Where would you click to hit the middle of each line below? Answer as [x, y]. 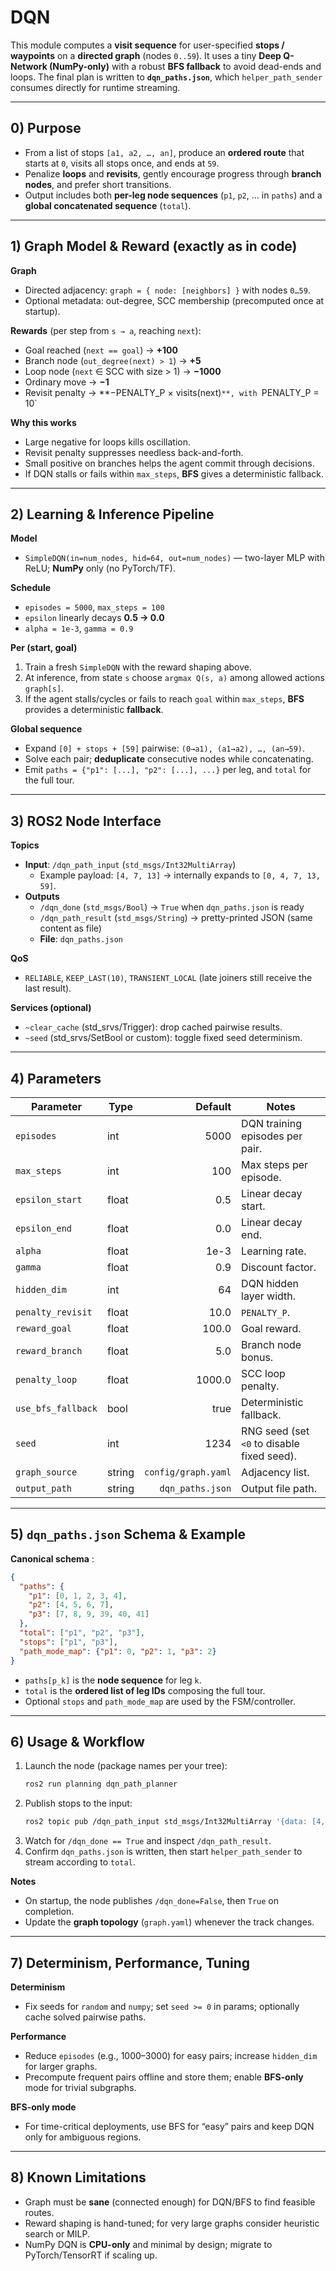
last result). [48, 988]
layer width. [269, 1296]
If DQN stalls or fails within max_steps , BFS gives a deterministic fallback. [174, 473]
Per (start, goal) [44, 648]
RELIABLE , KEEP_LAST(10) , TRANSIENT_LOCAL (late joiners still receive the [168, 978]
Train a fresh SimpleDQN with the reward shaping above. [138, 667]
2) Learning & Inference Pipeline [112, 514]
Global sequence [46, 729]
